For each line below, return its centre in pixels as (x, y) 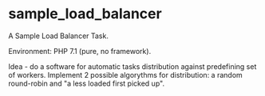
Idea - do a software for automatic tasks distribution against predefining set (132, 66)
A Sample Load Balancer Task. (59, 36)
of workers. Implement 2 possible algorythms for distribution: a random (126, 75)
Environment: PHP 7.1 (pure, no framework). (80, 51)
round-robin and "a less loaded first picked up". (87, 83)
